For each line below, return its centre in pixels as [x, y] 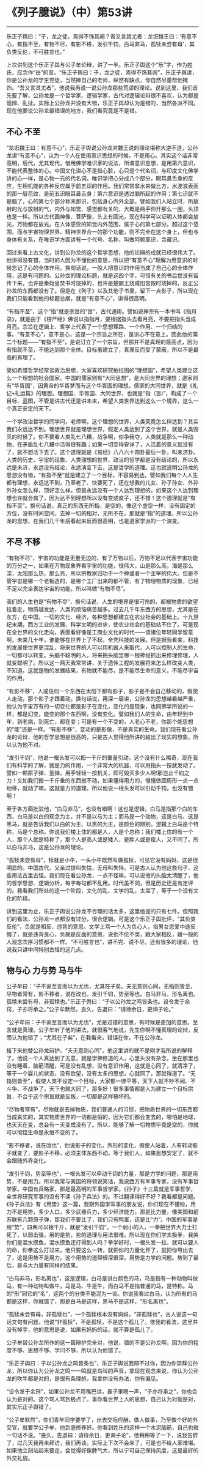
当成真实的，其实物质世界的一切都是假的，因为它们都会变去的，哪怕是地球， [103, 1117]
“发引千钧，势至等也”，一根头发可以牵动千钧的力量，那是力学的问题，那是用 [102, 1174]
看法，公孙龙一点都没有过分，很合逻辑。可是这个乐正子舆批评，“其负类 [106, 919]
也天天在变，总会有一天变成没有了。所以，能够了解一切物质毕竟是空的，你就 [103, 1125]
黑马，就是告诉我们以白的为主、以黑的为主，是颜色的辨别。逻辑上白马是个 [100, 824]
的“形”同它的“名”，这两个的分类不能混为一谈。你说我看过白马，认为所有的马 [102, 1294]
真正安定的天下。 [33, 408]
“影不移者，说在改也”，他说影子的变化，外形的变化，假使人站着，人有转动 [100, 1145]
